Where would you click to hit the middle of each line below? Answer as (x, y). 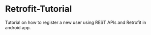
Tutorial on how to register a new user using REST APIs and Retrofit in (76, 22)
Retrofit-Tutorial (39, 9)
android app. (18, 27)
